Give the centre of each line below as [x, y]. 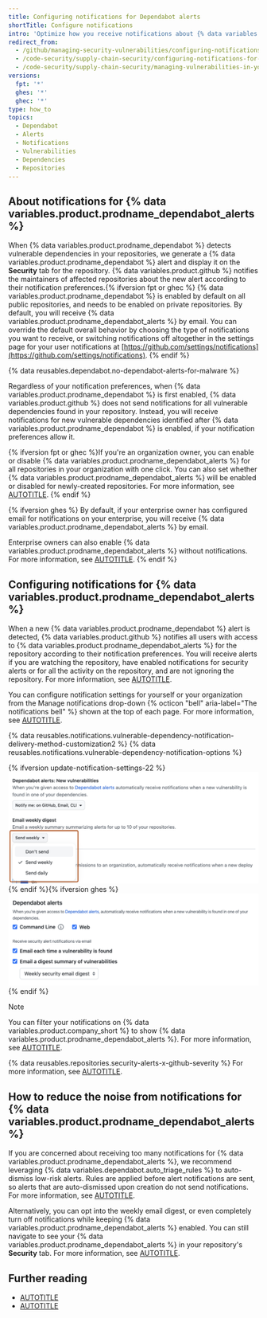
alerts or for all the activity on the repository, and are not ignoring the [121, 671]
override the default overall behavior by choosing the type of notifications [129, 330]
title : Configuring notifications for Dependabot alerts [104, 17]
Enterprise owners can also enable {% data [79, 542]
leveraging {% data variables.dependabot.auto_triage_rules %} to [115, 1170]
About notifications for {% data [87, 201]
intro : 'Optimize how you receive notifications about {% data [115, 33]
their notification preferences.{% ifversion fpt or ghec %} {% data [116, 287]
